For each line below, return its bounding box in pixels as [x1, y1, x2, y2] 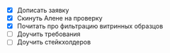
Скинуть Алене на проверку [16, 14, 103, 23]
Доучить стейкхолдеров [16, 38, 91, 47]
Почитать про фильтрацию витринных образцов [16, 22, 164, 30]
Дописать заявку [16, 6, 69, 14]
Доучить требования [16, 30, 81, 38]
